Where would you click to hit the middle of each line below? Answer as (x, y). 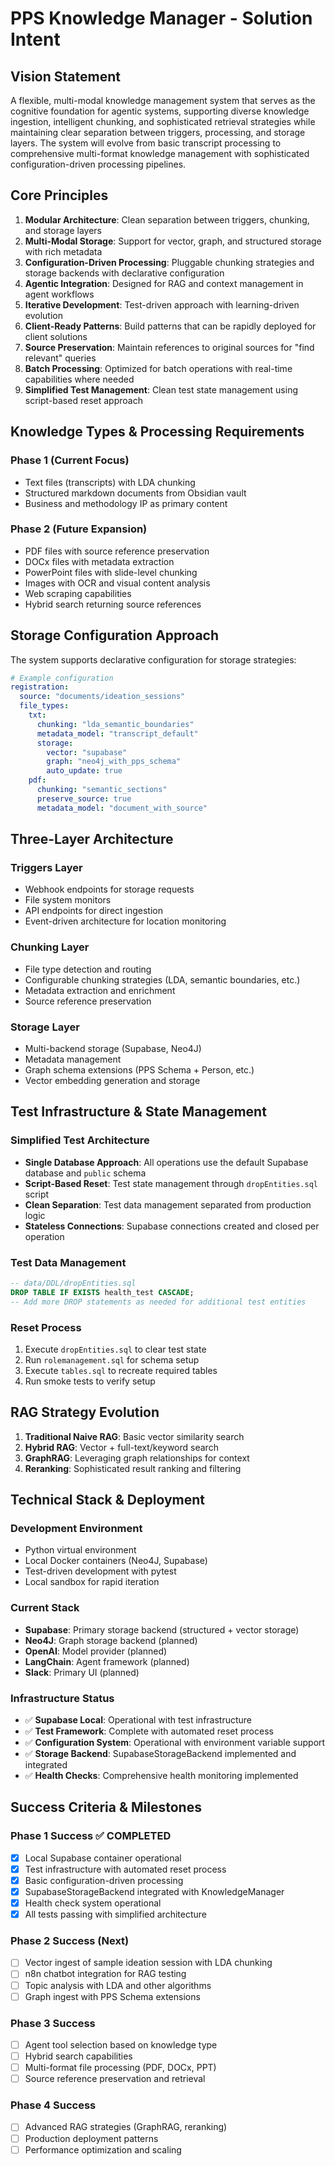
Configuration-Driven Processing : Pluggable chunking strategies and (169, 262)
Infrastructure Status (62, 1698)
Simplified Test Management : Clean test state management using (161, 389)
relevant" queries (60, 358)
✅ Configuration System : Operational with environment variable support (175, 1743)
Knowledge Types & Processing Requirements (157, 432)
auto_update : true (84, 771)
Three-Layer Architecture (92, 839)
